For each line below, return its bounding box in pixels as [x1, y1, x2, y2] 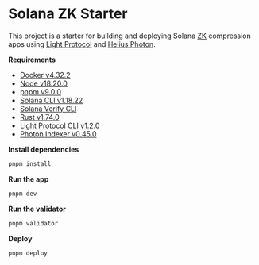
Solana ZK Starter [8, 5, 129, 23]
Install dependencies [8, 144, 79, 154]
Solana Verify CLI [19, 104, 77, 113]
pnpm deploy [8, 249, 48, 257]
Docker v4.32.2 [19, 70, 71, 79]
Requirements [8, 55, 56, 64]
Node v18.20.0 [19, 79, 68, 88]
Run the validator [8, 204, 66, 213]
